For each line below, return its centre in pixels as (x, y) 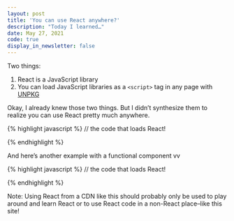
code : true (23, 40)
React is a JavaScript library (58, 79)
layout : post (26, 14)
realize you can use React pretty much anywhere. (79, 115)
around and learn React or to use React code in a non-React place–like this (115, 204)
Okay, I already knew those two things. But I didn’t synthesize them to (108, 108)
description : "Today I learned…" (56, 26)
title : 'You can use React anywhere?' (64, 20)
